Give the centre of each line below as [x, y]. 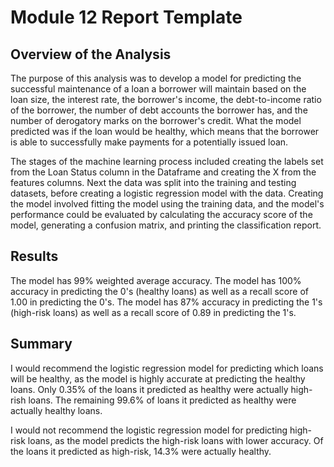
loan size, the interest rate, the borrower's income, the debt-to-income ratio [166, 99]
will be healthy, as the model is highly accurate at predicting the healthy [158, 378]
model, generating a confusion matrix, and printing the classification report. [166, 225]
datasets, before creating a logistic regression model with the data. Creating [167, 193]
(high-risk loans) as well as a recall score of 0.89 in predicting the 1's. [153, 312]
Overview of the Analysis [91, 54]
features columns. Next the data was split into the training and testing [153, 182]
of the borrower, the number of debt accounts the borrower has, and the [159, 110]
